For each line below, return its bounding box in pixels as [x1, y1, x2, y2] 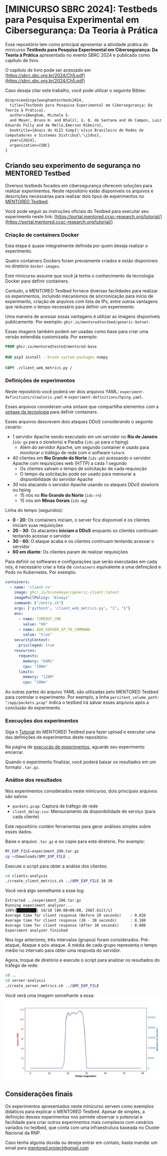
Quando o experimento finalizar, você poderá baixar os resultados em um [5, 759, 156, 765]
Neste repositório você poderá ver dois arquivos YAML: [5, 388, 119, 394]
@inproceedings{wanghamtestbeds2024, [5, 98, 84, 103]
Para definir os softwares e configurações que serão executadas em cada [5, 558, 157, 564]
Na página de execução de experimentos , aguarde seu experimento [5, 744, 145, 750]
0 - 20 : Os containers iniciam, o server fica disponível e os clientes [12, 517, 150, 523]
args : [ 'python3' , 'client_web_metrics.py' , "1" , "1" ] [14, 606, 131, 611]
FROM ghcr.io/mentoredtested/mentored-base [5, 344, 97, 349]
